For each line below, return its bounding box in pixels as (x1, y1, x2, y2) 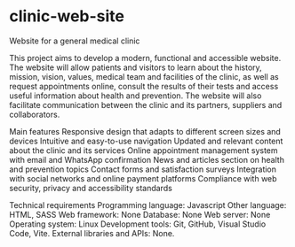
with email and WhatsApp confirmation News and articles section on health (9, 154, 284, 165)
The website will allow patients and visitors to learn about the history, (9, 62, 262, 73)
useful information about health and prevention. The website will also (9, 90, 262, 101)
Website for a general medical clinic (9, 35, 140, 46)
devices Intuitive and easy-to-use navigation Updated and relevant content (9, 135, 283, 146)
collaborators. (9, 109, 60, 120)
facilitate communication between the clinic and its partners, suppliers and (9, 99, 283, 110)
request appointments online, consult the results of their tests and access (9, 81, 279, 91)
